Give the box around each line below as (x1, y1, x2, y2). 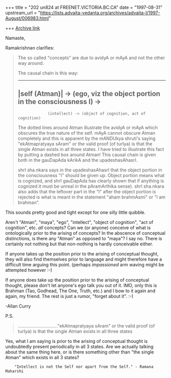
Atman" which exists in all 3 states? (5, 354, 80, 360)
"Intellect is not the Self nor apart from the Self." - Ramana (14, 364, 154, 369)
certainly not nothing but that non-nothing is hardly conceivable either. (5, 241, 154, 247)
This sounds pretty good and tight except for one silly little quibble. (5, 209, 146, 215)
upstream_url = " (5, 10, 41, 16)
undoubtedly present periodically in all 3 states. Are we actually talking (5, 343, 154, 349)
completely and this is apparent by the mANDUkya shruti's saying (17, 135, 156, 141)
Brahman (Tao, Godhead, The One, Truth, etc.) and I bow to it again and (5, 288, 156, 294)
